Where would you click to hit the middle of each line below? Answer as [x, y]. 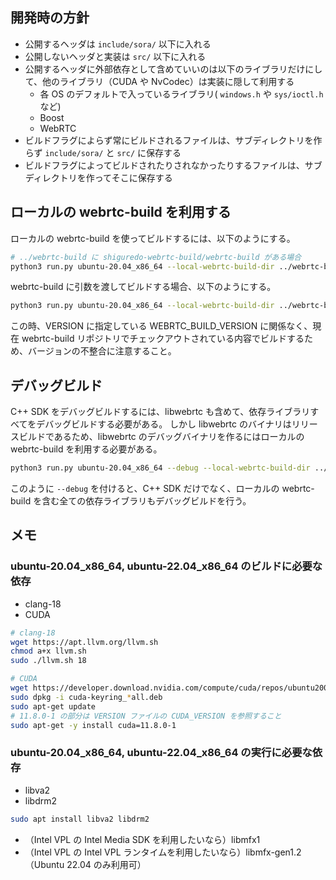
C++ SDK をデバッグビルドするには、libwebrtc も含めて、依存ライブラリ [160, 412]
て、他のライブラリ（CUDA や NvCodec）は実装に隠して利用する [159, 81]
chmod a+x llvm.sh [48, 651]
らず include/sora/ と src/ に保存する [103, 152]
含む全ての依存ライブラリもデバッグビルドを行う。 [146, 500]
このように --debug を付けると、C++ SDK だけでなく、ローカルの [145, 488]
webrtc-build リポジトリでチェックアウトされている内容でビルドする [163, 339]
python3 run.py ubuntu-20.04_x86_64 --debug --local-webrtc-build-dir [160, 468]
